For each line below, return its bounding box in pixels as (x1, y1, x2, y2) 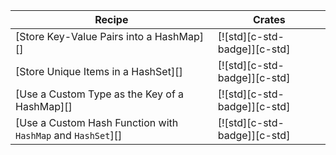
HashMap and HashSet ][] (15, 129, 123, 142)
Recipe (94, 13, 129, 26)
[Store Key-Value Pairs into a (15, 30, 153, 43)
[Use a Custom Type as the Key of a (15, 87, 185, 101)
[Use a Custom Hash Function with (15, 116, 179, 129)
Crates (253, 13, 286, 26)
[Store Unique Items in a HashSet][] (15, 65, 183, 78)
